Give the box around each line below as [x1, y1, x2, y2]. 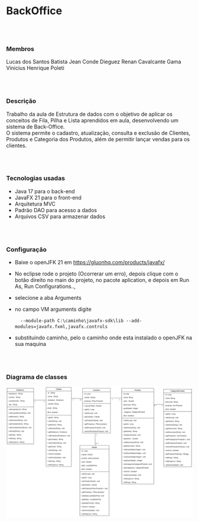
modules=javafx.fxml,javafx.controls [14, 324, 108, 330]
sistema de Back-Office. [6, 123, 65, 130]
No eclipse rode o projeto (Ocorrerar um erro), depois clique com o [14, 270, 178, 277]
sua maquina [14, 341, 46, 348]
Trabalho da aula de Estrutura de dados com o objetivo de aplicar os [6, 111, 173, 118]
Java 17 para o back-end [14, 187, 75, 194]
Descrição [6, 97, 37, 105]
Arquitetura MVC [14, 200, 56, 207]
